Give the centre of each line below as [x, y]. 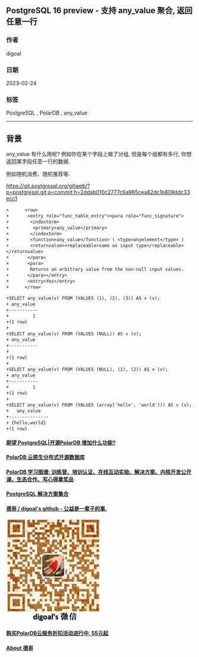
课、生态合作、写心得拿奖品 [40, 479]
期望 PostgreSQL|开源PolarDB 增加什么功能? [61, 442]
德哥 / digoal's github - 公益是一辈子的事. [57, 509]
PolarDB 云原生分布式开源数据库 [46, 457]
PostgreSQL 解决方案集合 [38, 494]
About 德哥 [20, 648]
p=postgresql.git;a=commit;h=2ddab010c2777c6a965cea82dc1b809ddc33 [98, 192]
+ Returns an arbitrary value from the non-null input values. [95, 270]
